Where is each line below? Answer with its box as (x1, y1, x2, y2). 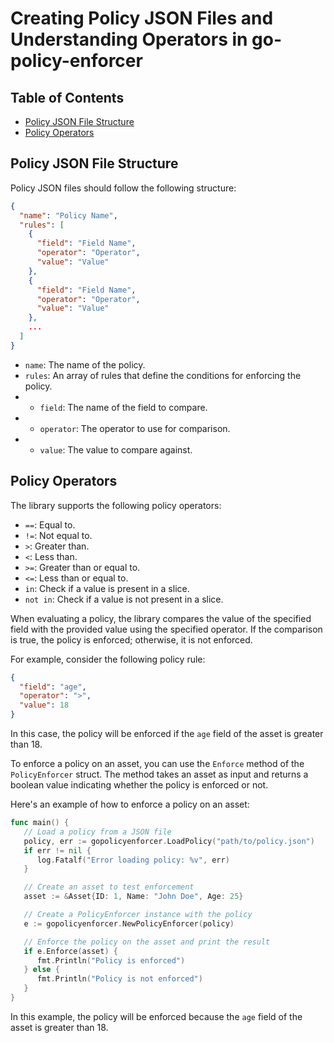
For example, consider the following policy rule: (10, 653, 206, 665)
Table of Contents (10, 89, 125, 106)
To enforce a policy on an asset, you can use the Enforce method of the (10, 758, 305, 769)
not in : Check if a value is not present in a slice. (24, 593, 224, 605)
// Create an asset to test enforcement (23, 882, 195, 892)
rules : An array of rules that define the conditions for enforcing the (24, 369, 302, 381)
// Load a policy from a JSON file (23, 827, 172, 837)
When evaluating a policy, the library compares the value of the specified (10, 612, 312, 624)
